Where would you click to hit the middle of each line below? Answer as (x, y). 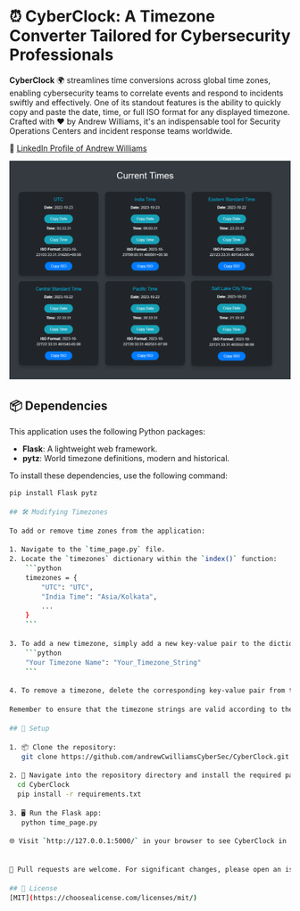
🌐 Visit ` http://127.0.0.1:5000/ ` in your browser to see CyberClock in (148, 841)
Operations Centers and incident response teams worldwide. (121, 130)
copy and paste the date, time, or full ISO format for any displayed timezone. (150, 112)
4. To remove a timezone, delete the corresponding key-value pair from (147, 691)
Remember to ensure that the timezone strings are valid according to (143, 710)
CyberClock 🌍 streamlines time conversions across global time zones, (140, 80)
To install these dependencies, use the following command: (118, 476)
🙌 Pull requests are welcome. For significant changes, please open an (145, 870)
